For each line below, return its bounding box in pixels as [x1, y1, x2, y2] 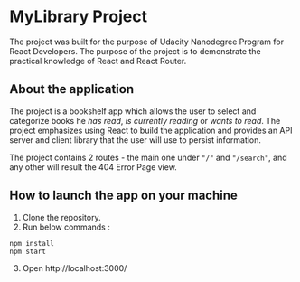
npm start [9, 247, 47, 256]
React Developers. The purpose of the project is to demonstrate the [9, 45, 261, 56]
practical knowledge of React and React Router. [9, 55, 187, 66]
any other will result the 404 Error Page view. [9, 161, 178, 173]
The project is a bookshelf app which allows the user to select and [9, 106, 257, 117]
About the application [9, 81, 134, 97]
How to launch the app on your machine [9, 188, 238, 203]
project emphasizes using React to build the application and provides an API [9, 125, 293, 136]
